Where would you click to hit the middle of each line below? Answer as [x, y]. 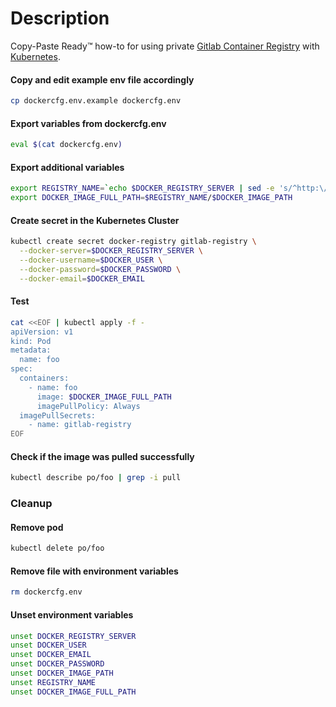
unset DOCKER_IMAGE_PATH [62, 673]
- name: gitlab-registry [80, 425]
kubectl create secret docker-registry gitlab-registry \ [133, 242]
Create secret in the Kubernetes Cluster [95, 220]
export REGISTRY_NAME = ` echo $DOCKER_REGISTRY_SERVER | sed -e [142, 188]
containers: [44, 378]
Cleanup [31, 504]
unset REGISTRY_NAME [53, 682]
